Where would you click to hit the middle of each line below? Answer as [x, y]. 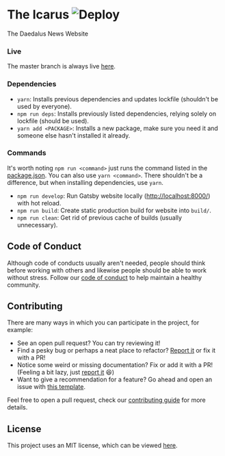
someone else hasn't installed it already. [74, 135]
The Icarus [38, 15]
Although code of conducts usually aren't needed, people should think [106, 263]
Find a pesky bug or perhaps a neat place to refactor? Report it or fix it [116, 351]
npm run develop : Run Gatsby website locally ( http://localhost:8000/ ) [114, 196]
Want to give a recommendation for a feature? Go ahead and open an [115, 379]
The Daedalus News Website [48, 34]
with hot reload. [39, 203]
